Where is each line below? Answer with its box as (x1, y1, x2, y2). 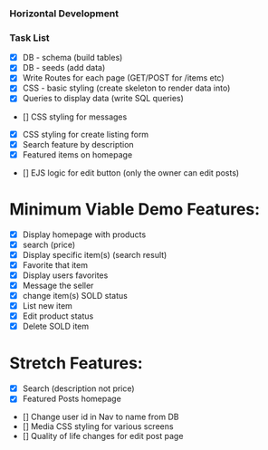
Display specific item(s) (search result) (22, 249, 167, 260)
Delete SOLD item (22, 321, 90, 332)
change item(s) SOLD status (22, 291, 129, 302)
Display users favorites (22, 270, 109, 281)
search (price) (22, 239, 76, 250)
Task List (9, 31, 50, 43)
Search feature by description (22, 139, 134, 149)
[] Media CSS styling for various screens (22, 421, 174, 432)
